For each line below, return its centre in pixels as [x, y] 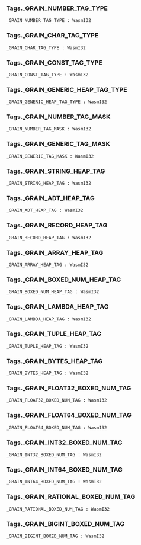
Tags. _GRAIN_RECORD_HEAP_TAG [57, 225]
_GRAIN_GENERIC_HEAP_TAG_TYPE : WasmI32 [57, 102]
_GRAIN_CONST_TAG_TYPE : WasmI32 [47, 75]
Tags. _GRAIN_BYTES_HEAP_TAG [55, 361]
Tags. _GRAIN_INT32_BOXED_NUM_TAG [64, 443]
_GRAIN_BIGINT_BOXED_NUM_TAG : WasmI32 [55, 536]
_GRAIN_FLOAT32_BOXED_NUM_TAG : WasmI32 [57, 400]
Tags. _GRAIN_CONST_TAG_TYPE [54, 62]
